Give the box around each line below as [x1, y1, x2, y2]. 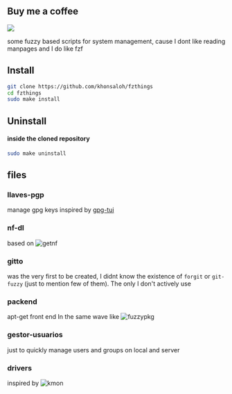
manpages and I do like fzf [7, 44, 83, 53]
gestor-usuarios [7, 330, 64, 340]
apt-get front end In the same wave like [7, 313, 120, 321]
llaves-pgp [7, 190, 45, 200]
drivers [7, 363, 33, 372]
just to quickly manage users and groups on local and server [7, 345, 180, 354]
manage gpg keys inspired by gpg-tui [7, 206, 114, 214]
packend [7, 297, 37, 306]
